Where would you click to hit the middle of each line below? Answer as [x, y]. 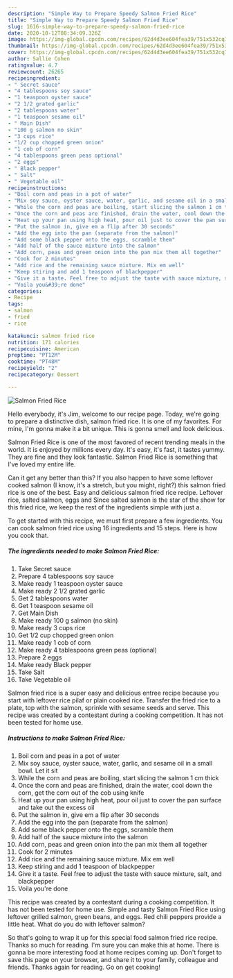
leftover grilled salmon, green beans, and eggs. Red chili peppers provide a [115, 916]
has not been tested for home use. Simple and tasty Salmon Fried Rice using [116, 909]
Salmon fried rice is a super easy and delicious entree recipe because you [114, 693]
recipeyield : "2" [33, 369]
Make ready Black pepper [55, 664]
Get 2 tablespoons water [53, 598]
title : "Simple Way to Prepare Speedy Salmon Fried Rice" [93, 20]
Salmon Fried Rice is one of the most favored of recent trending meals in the [116, 442]
